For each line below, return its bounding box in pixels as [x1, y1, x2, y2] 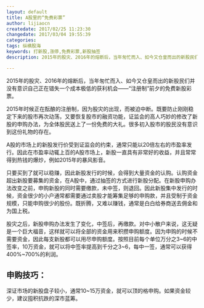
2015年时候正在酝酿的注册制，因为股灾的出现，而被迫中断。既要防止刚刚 [6, 105, 189, 113]
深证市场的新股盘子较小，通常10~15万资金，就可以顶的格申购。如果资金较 [6, 287, 191, 295]
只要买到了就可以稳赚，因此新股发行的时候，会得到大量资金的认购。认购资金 [6, 169, 198, 177]
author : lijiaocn [6, 20, 50, 26]
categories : [6, 37, 36, 43]
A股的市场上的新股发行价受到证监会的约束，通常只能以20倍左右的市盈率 [6, 141, 187, 148]
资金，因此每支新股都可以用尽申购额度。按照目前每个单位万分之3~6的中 [16, 235, 197, 242]
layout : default [6, 9, 47, 15]
